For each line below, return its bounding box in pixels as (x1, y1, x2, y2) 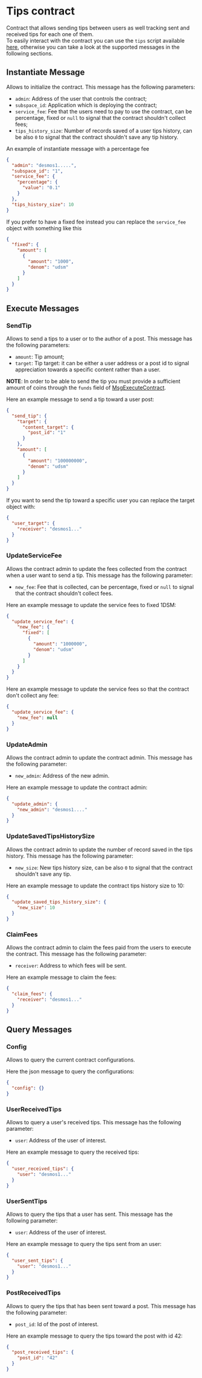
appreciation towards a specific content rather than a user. (14, 366, 161, 373)
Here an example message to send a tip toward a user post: (6, 395, 154, 403)
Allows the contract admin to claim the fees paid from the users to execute (6, 944, 192, 951)
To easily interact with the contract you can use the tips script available (6, 37, 185, 44)
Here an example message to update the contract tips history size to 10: (6, 882, 185, 889)
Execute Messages (6, 303, 80, 313)
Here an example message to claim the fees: (6, 974, 117, 981)
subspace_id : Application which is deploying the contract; (14, 101, 157, 109)
